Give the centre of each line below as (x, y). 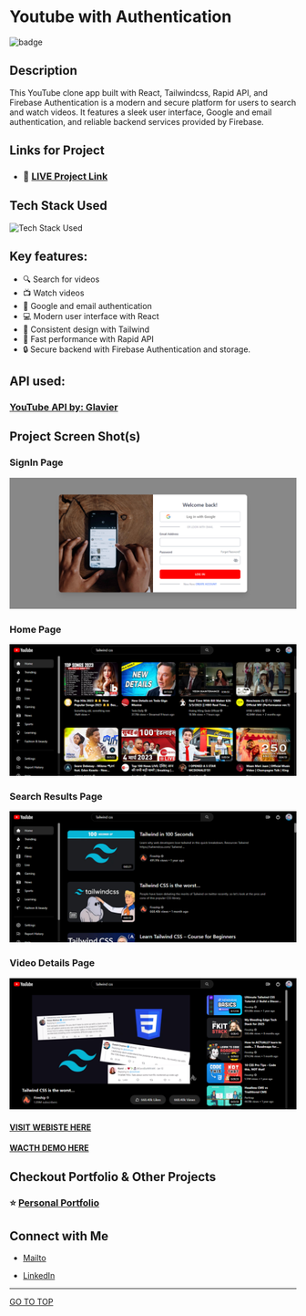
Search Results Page (56, 796)
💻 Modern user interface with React (91, 316)
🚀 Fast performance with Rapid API (88, 338)
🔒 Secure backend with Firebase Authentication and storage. (137, 349)
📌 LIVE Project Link (65, 177)
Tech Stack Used (58, 206)
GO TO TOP (31, 1302)
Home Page (36, 629)
